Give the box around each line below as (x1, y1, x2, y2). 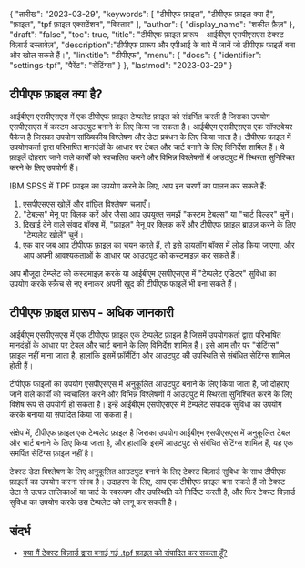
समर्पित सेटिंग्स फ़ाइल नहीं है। (9, 447, 94, 459)
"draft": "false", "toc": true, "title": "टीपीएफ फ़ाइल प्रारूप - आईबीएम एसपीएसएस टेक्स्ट (9, 29, 285, 40)
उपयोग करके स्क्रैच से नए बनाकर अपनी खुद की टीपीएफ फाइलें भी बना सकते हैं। (9, 278, 238, 289)
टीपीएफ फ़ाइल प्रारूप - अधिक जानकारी (9, 305, 175, 320)
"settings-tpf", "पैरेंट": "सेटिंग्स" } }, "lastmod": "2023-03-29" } (9, 60, 233, 70)
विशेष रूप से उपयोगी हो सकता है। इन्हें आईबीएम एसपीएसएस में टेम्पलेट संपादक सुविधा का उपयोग (9, 399, 282, 410)
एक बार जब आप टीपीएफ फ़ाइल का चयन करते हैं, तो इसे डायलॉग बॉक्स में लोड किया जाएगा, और (22, 239, 295, 250)
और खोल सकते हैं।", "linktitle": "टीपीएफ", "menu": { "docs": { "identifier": (9, 50, 262, 60)
